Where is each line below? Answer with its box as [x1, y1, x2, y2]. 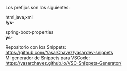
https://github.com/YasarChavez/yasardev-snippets [5, 50, 113, 55]
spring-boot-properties [5, 29, 54, 35]
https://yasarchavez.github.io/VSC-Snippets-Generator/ [5, 60, 122, 66]
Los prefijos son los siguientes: [5, 5, 70, 10]
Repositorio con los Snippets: [5, 44, 67, 50]
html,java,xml [5, 14, 33, 20]
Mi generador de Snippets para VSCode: [5, 55, 90, 61]
